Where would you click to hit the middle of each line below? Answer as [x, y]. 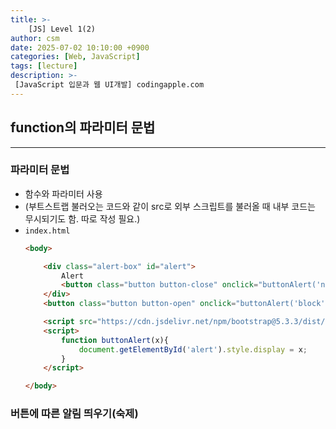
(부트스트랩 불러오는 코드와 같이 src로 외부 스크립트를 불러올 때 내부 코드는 [170, 206]
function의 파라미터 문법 [83, 127]
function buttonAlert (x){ [115, 340]
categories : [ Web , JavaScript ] [75, 57]
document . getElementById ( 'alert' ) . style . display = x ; [193, 349]
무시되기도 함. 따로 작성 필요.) [82, 218]
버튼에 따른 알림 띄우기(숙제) [74, 414]
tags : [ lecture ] [44, 66]
